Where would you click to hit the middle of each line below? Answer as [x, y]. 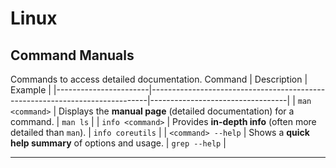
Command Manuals [72, 55]
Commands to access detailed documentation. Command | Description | [159, 79]
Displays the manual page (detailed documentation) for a [176, 111]
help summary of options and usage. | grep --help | [118, 143]
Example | [31, 90]
